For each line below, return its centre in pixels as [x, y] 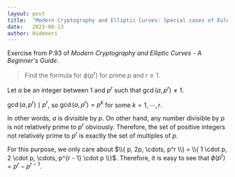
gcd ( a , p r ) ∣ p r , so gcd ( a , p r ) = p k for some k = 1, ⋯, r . [85, 104]
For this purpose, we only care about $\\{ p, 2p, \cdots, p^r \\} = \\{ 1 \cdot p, [117, 149]
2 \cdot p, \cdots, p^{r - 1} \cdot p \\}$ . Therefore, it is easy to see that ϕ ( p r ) [116, 157]
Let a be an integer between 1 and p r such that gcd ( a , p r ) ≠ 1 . [95, 90]
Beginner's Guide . [33, 61]
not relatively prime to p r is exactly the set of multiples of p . [93, 135]
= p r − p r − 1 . [24, 165]
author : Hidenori [33, 33]
